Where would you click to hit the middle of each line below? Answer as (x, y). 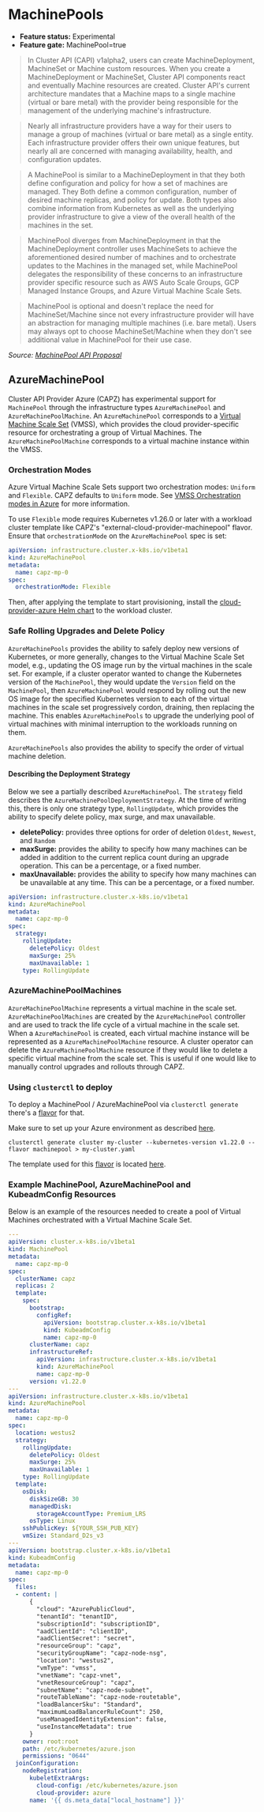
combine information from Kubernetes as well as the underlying (131, 208)
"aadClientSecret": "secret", (86, 1639)
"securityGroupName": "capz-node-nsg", (102, 1653)
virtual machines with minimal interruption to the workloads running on (123, 724)
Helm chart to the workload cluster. (115, 611)
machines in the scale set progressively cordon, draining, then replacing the (131, 707)
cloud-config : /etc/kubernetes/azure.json (107, 1785)
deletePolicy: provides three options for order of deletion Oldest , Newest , (138, 832)
